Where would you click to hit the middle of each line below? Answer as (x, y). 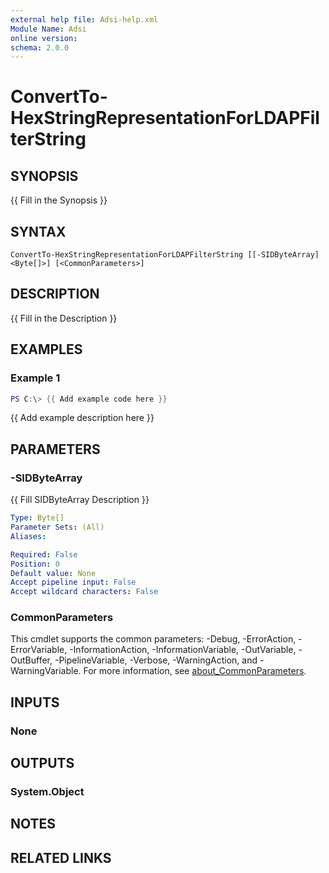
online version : (44, 38)
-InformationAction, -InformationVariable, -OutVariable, (183, 650)
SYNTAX (38, 231)
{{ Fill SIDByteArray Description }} (80, 500)
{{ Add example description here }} (82, 418)
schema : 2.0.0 (40, 47)
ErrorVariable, (39, 650)
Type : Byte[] (37, 518)
